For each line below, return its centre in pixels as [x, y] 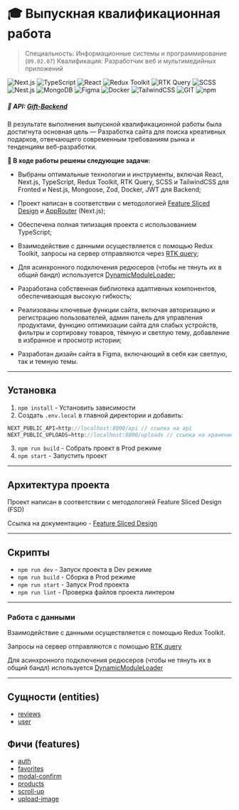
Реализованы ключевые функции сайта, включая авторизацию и [116, 309]
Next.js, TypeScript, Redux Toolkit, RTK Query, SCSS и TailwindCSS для [123, 181]
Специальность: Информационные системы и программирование [126, 53]
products [31, 784]
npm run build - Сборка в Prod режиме [76, 577]
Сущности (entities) [53, 697]
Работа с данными [42, 617]
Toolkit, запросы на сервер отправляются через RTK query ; [108, 253]
